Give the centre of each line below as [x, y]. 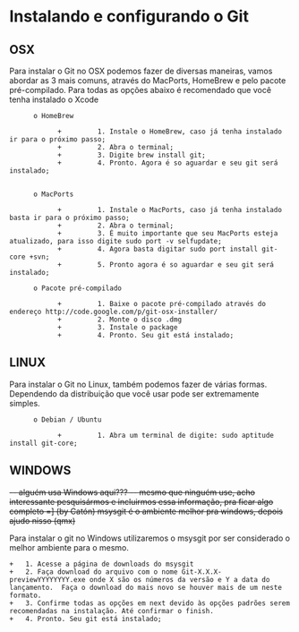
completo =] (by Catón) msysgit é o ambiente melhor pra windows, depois [146, 511]
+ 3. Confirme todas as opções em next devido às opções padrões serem [150, 603]
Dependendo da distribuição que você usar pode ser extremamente [134, 393]
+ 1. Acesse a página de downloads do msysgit [102, 564]
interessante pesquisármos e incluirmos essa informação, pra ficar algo [141, 501]
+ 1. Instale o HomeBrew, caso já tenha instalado [169, 132]
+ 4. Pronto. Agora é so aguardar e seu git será [167, 163]
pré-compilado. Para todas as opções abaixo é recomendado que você [140, 90]
